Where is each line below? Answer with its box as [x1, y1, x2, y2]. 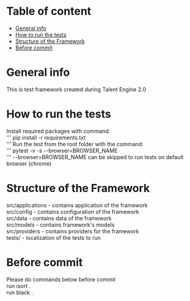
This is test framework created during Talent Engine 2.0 [6, 86, 147, 93]
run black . [6, 289, 34, 296]
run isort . [6, 282, 31, 289]
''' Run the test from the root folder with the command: [6, 140, 144, 147]
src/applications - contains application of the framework [6, 201, 148, 209]
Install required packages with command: [6, 127, 111, 135]
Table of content [6, 4, 92, 18]
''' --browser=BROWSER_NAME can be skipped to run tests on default [6, 153, 184, 160]
